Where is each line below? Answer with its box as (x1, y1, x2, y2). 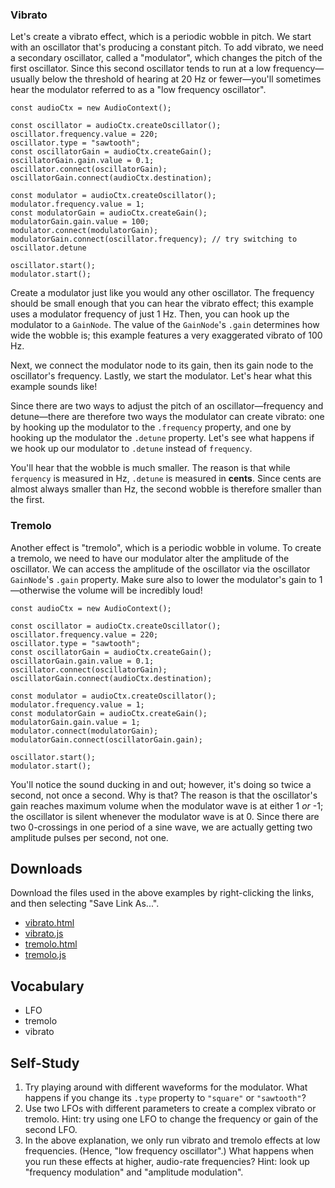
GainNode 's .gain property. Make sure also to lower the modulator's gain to (10, 573, 317, 585)
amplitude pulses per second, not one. (10, 831, 169, 843)
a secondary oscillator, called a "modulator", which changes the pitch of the (10, 52, 323, 64)
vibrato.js (24, 928, 64, 940)
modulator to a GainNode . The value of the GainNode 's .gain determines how (10, 319, 320, 331)
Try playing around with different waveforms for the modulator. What (24, 1081, 308, 1093)
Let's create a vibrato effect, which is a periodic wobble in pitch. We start (10, 31, 312, 43)
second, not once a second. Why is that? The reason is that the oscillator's (10, 789, 318, 801)
